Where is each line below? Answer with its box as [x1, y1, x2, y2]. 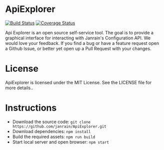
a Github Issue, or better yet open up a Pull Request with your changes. [5, 45, 152, 51]
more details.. [5, 85, 33, 91]
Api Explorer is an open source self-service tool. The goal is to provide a [5, 29, 154, 35]
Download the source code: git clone [12, 119, 91, 125]
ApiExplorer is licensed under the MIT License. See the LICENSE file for [5, 79, 152, 85]
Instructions [5, 102, 57, 114]
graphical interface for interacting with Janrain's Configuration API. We [5, 35, 151, 41]
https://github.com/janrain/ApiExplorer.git [12, 124, 107, 129]
